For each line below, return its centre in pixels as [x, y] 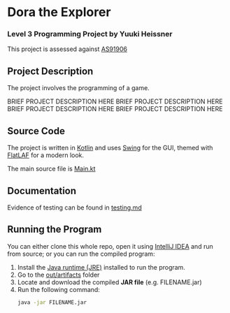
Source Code [36, 131]
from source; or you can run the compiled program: [81, 254]
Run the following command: [58, 289]
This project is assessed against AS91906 [67, 49]
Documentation [42, 190]
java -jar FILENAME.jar [52, 302]
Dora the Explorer [59, 12]
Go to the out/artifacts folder [58, 275]
